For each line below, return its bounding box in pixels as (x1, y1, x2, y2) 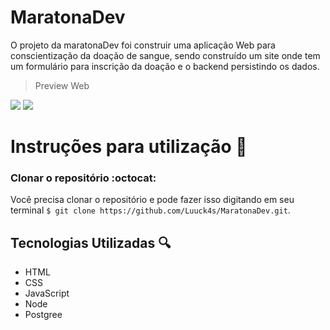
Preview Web (34, 79, 90, 91)
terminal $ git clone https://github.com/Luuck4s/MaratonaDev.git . (10, 204, 291, 216)
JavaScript (24, 287, 70, 300)
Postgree (24, 309, 63, 321)
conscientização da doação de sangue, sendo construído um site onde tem (10, 49, 321, 61)
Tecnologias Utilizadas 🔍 (10, 234, 172, 251)
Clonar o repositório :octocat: (10, 171, 157, 185)
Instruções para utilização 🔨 (10, 136, 248, 158)
